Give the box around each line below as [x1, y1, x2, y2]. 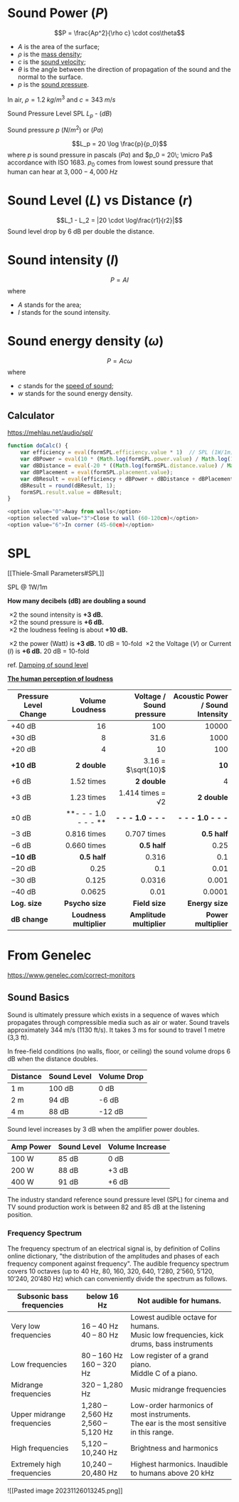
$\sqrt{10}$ [125, 764, 166, 774]
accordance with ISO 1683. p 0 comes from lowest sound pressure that [7, 158, 213, 168]
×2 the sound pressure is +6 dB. [9, 617, 105, 626]
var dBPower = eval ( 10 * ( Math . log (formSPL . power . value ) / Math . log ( [20, 456, 231, 463]
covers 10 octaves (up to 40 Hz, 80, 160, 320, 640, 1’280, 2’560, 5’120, [7, 1266, 215, 1276]
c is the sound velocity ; [17, 57, 87, 66]
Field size [132, 898, 166, 908]
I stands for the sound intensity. [17, 308, 111, 316]
